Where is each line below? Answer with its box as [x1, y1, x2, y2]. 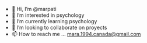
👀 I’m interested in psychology [11, 12, 85, 19]
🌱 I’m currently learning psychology [11, 18, 97, 24]
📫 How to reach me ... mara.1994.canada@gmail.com [11, 31, 141, 37]
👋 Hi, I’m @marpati [11, 6, 57, 12]
